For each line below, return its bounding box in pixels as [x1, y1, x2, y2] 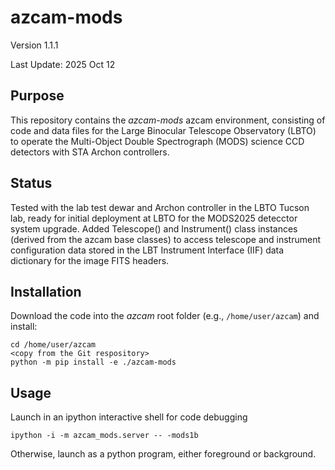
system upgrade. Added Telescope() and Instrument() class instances [10, 222, 298, 235]
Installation [10, 283, 82, 300]
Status [10, 175, 53, 192]
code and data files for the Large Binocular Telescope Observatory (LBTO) [10, 124, 317, 136]
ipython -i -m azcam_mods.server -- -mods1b [10, 431, 199, 441]
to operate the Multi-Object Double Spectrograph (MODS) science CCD [10, 135, 305, 147]
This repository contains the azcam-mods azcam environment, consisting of [10, 114, 326, 126]
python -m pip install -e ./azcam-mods [10, 357, 177, 368]
